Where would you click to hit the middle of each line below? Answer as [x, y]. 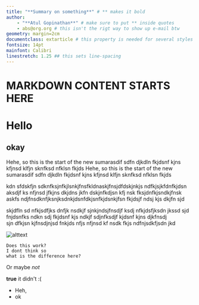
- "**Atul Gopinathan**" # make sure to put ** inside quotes [96, 23]
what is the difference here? [44, 256]
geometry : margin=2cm [33, 34]
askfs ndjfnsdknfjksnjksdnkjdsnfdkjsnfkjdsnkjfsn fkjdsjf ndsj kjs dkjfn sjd [95, 199]
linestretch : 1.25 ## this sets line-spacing [63, 56]
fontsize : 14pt [25, 45]
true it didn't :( [24, 279]
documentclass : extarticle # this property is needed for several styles [100, 39]
